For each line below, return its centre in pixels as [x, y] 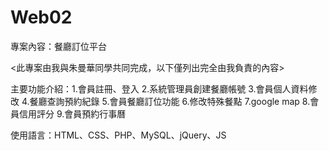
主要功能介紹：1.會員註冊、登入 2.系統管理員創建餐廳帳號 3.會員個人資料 [159, 88]
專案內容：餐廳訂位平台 [58, 46]
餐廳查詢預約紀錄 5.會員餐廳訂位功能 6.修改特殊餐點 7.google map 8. [170, 101]
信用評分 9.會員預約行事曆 [72, 113]
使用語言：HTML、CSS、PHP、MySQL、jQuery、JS [118, 135]
